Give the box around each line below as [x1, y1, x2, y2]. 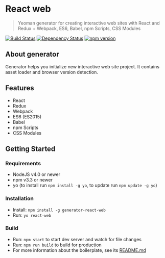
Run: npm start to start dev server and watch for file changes [12, 236, 142, 242]
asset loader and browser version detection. [5, 69, 99, 75]
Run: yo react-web [12, 212, 52, 218]
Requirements [5, 160, 41, 167]
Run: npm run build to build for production [12, 242, 102, 248]
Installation [5, 195, 34, 202]
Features [5, 84, 34, 92]
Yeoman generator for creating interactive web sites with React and [17, 20, 160, 26]
